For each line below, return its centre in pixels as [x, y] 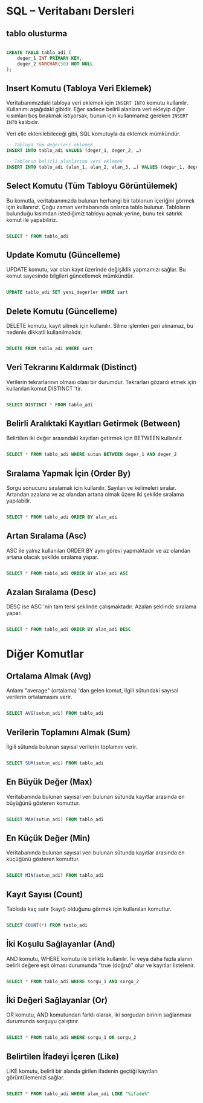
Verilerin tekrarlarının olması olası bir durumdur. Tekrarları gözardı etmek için [101, 382]
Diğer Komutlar [45, 654]
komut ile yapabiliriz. [32, 220]
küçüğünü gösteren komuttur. [43, 859]
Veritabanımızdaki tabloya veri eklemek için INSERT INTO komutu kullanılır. [97, 103]
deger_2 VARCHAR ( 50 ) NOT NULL [55, 64]
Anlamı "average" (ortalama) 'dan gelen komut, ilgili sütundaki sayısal [92, 691]
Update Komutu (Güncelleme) [63, 255]
